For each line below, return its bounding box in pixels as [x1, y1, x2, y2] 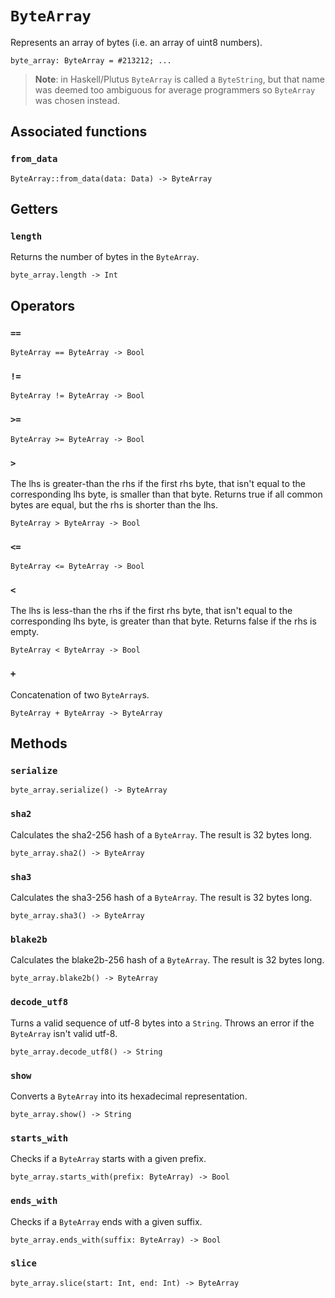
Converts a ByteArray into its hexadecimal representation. [10, 1090, 248, 1102]
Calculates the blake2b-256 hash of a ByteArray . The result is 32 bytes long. [10, 954, 325, 966]
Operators [10, 297, 76, 314]
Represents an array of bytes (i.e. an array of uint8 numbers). [10, 36, 263, 48]
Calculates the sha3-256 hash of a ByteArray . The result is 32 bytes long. [10, 892, 313, 904]
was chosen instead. [34, 94, 121, 106]
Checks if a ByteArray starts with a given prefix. [10, 1153, 207, 1165]
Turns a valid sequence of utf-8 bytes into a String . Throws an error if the [10, 1017, 315, 1029]
